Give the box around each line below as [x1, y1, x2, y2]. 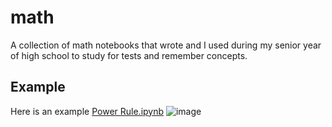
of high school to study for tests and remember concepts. [10, 49, 248, 61]
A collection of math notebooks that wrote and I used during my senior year [10, 39, 322, 51]
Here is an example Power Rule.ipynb [10, 105, 165, 117]
